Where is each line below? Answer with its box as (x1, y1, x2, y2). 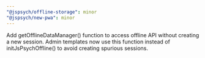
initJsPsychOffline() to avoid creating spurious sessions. (6, 44, 149, 52)
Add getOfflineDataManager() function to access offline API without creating (6, 31, 199, 38)
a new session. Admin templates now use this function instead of (6, 38, 170, 45)
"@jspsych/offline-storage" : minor (6, 9, 97, 15)
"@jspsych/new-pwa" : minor (6, 15, 75, 21)
